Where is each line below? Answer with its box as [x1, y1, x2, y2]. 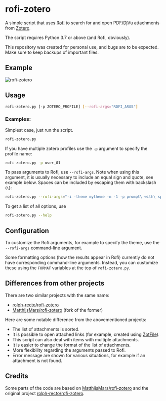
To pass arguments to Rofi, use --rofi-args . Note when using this [5, 169, 139, 175]
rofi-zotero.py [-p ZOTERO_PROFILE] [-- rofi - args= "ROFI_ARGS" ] [5, 104, 138, 109]
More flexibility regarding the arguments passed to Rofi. [12, 347, 126, 353]
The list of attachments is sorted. [12, 326, 80, 332]
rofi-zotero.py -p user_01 [5, 160, 61, 165]
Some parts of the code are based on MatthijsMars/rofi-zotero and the [5, 385, 149, 391]
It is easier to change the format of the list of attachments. [12, 342, 131, 348]
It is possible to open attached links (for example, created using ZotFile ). [12, 331, 160, 337]
